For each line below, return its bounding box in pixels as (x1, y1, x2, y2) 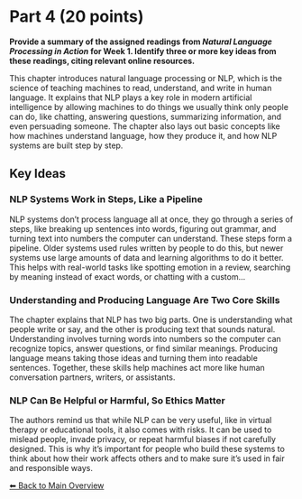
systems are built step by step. (9, 140, 124, 151)
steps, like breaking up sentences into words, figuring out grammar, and (9, 223, 277, 234)
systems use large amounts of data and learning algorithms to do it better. (9, 252, 284, 263)
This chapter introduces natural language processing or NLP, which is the (9, 72, 282, 83)
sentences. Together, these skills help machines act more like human (9, 362, 266, 373)
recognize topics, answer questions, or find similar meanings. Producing (9, 343, 278, 354)
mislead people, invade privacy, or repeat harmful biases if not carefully (9, 434, 277, 445)
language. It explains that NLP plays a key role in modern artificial (9, 92, 252, 103)
